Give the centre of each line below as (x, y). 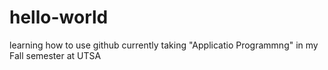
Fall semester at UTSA (55, 55)
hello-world (59, 17)
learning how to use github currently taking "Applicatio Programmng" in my (164, 45)
